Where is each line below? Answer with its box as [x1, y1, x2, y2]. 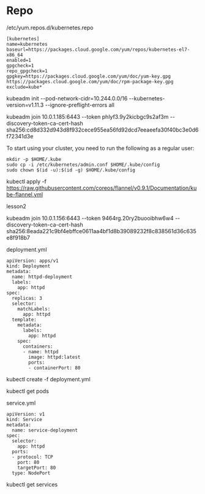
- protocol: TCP [12, 454, 53, 460]
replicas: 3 [12, 295, 43, 301]
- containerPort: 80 [28, 365, 81, 371]
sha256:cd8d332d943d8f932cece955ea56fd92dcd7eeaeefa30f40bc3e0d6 [6, 126, 199, 133]
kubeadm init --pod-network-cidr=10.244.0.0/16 [6, 94, 128, 102]
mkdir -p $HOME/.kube [6, 156, 62, 162]
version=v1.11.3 [6, 101, 44, 108]
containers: [22, 343, 53, 350]
